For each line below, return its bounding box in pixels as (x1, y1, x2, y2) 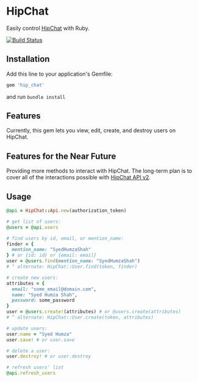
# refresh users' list (6, 364, 64, 370)
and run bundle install (6, 93, 66, 100)
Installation (6, 54, 50, 65)
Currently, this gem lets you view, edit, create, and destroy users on (6, 127, 176, 134)
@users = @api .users (6, 224, 59, 230)
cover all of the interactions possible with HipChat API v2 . (6, 174, 151, 181)
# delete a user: (6, 348, 51, 354)
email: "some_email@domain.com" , (12, 286, 97, 292)
